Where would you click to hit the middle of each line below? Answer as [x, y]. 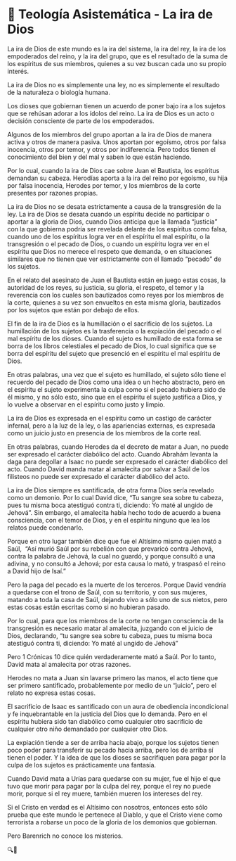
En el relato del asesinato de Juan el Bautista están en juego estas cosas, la [117, 280]
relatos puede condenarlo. [46, 528]
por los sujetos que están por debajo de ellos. [73, 310]
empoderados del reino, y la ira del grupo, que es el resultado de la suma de [118, 56]
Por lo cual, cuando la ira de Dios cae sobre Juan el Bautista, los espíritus [113, 170]
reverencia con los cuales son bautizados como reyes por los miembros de [116, 295]
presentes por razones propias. [53, 193]
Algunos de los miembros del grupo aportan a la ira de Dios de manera [110, 134]
